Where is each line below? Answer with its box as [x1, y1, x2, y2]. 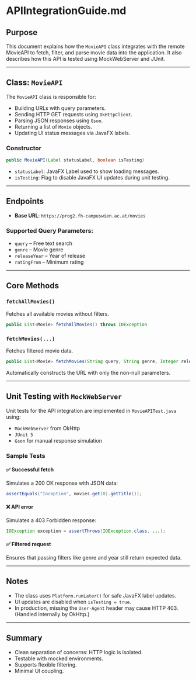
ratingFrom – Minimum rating [14, 258, 84, 265]
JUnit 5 [14, 432, 33, 438]
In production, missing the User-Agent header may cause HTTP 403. [14, 604, 178, 612]
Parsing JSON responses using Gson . [14, 117, 103, 124]
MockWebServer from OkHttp [14, 424, 80, 432]
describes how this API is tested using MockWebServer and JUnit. [6, 56, 165, 62]
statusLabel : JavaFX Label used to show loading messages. [14, 168, 159, 175]
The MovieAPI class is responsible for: [6, 93, 96, 100]
